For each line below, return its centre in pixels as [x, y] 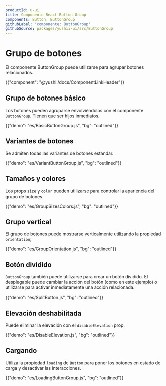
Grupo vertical [28, 222]
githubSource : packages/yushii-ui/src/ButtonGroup [59, 29]
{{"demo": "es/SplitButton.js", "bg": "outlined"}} [54, 298]
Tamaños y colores [36, 179]
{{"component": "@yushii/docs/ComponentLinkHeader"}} [65, 82]
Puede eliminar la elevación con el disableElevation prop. [65, 325]
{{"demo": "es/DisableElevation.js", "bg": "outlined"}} [60, 335]
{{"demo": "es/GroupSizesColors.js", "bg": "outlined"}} [62, 206]
